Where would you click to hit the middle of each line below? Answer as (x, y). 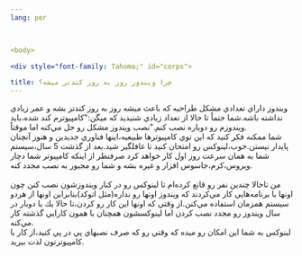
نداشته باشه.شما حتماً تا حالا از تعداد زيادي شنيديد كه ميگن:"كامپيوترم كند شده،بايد (146, 118)
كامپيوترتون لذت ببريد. (47, 242)
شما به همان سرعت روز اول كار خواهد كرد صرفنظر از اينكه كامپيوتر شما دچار (140, 156)
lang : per (29, 18)
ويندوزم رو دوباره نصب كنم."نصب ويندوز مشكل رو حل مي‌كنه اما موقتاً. (128, 128)
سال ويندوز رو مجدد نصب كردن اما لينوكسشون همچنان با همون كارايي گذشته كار (145, 213)
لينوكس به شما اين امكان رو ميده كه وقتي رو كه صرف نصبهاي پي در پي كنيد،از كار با (151, 232)
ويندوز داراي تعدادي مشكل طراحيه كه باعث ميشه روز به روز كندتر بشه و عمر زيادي (149, 108)
